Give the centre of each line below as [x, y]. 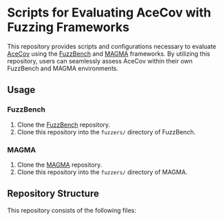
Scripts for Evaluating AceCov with [109, 13]
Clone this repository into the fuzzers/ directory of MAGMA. [102, 172]
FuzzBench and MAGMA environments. [63, 68]
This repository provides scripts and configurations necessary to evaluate [112, 46]
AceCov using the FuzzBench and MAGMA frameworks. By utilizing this [109, 54]
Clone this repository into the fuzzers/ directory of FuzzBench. [106, 131]
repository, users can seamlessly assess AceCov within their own [100, 61]
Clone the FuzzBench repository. [64, 125]
